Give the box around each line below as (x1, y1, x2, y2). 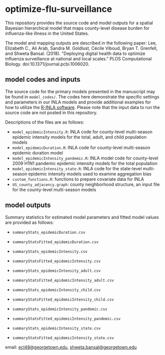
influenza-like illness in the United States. (5, 30, 89, 36)
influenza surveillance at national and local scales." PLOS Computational (5, 55, 152, 61)
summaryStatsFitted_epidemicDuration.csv (12, 239, 99, 245)
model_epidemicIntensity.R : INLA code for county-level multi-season (12, 129, 153, 135)
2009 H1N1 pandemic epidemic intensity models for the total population (12, 160, 158, 166)
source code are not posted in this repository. (5, 109, 98, 115)
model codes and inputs (5, 75, 81, 84)
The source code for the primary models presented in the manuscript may (5, 88, 155, 95)
